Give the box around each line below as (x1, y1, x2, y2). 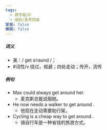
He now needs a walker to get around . (12, 101, 95, 108)
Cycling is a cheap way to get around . (12, 114, 94, 120)
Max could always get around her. (12, 89, 84, 96)
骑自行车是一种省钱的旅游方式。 (20, 119, 88, 126)
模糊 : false (5, 27, 29, 32)
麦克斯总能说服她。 (20, 96, 61, 102)
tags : (5, 7, 17, 13)
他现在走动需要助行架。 (20, 107, 70, 114)
